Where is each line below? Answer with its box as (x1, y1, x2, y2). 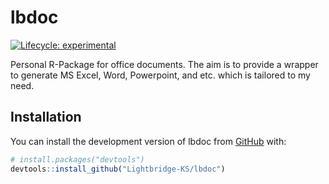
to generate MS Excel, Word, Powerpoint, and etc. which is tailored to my (10, 69, 311, 81)
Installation (10, 109, 82, 126)
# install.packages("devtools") (10, 154, 145, 165)
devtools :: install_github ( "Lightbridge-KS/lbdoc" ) (10, 164, 226, 174)
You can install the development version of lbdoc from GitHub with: (10, 135, 287, 147)
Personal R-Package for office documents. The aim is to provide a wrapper (10, 58, 319, 70)
